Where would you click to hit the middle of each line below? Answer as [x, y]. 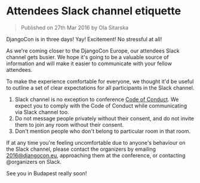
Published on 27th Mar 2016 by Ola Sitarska [75, 28]
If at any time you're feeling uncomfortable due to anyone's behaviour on [96, 142]
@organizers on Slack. [34, 161]
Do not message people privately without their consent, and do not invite [104, 118]
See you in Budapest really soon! [47, 173]
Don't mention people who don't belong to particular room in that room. [103, 131]
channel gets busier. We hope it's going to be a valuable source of [87, 57]
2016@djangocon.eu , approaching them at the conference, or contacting [96, 155]
